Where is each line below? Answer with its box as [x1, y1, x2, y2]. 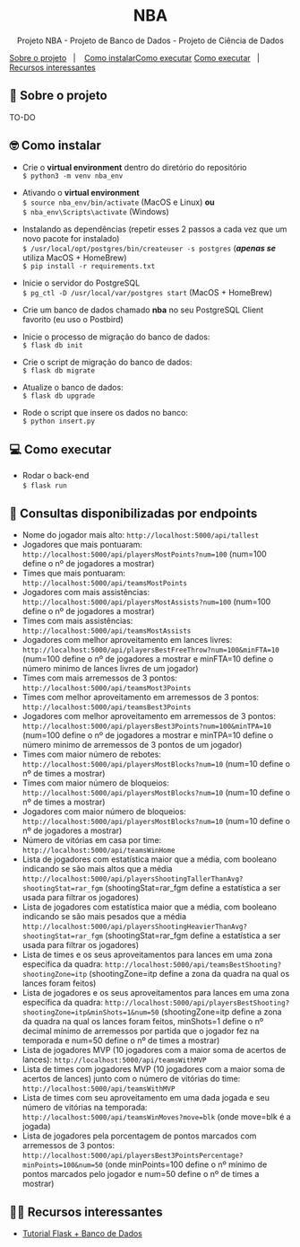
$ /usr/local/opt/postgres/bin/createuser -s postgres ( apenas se [21, 242, 276, 253]
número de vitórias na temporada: [21, 1102, 148, 1113]
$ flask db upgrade [21, 391, 96, 400]
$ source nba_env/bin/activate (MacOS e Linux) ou [21, 197, 215, 207]
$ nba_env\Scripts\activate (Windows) [21, 206, 170, 216]
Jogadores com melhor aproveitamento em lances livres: [21, 635, 233, 645]
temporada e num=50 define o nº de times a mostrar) [21, 1035, 220, 1046]
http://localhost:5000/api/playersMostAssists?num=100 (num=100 [21, 596, 271, 607]
